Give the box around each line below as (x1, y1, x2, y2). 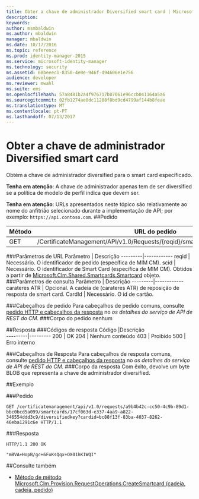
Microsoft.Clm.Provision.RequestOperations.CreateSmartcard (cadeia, (14, 480, 186, 487)
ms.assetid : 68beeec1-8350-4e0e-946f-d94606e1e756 (6, 70, 134, 75)
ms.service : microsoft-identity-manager (6, 58, 108, 64)
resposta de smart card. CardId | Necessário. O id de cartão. (6, 290, 154, 298)
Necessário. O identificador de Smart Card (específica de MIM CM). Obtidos (6, 266, 192, 273)
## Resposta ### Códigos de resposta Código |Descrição (6, 326, 145, 333)
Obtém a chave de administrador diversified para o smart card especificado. (6, 172, 192, 179)
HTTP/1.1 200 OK (6, 441, 46, 447)
